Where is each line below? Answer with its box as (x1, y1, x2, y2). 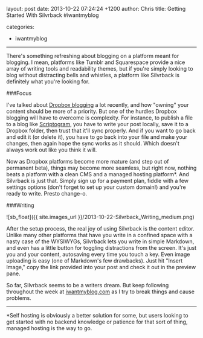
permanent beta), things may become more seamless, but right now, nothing (6, 164, 197, 171)
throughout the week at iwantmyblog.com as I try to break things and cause (6, 288, 195, 295)
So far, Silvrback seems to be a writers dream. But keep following (6, 282, 169, 289)
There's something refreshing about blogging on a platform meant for (6, 53, 179, 59)
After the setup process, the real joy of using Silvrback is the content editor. (6, 225, 195, 232)
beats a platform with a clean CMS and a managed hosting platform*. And (6, 171, 189, 177)
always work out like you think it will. (6, 146, 97, 153)
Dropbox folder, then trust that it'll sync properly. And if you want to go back (6, 127, 196, 134)
